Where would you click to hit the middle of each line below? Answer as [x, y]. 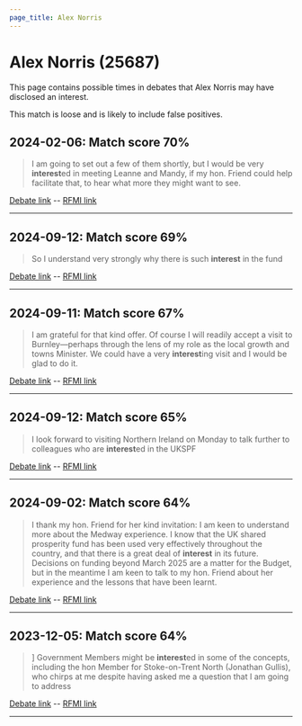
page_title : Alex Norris [56, 18]
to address [51, 686]
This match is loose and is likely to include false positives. [116, 114]
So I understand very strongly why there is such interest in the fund [157, 259]
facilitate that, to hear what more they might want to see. [136, 183]
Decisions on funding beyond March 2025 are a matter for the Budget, [161, 562]
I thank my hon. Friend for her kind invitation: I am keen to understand [160, 524]
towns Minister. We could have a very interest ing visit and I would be [159, 354]
